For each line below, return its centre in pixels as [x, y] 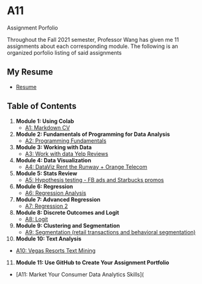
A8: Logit [36, 219]
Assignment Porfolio [32, 28]
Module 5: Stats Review [47, 173]
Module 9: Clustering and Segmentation [68, 226]
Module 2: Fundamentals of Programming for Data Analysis [93, 134]
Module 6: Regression [44, 186]
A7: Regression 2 [46, 206]
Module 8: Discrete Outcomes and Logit [67, 212]
